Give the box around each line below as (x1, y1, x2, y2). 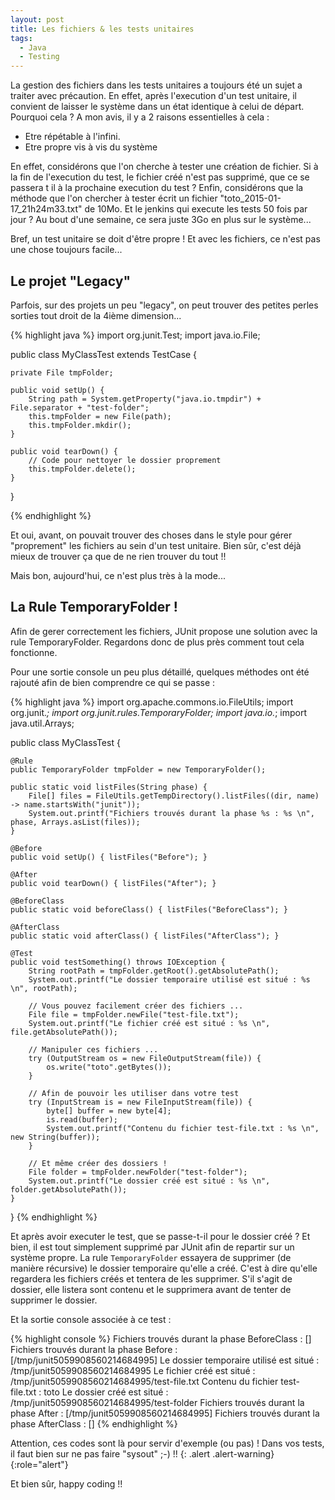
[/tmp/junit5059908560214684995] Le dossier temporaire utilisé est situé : (10, 1354, 320, 1366)
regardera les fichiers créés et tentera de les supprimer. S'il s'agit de (10, 1272, 293, 1285)
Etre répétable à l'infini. (24, 131, 121, 143)
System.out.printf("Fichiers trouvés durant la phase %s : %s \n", (28, 808, 315, 818)
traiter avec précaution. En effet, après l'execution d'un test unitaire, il (10, 90, 297, 102)
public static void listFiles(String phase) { (10, 782, 208, 792)
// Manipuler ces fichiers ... (28, 1044, 159, 1055)
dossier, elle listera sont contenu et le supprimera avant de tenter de (10, 1283, 292, 1295)
